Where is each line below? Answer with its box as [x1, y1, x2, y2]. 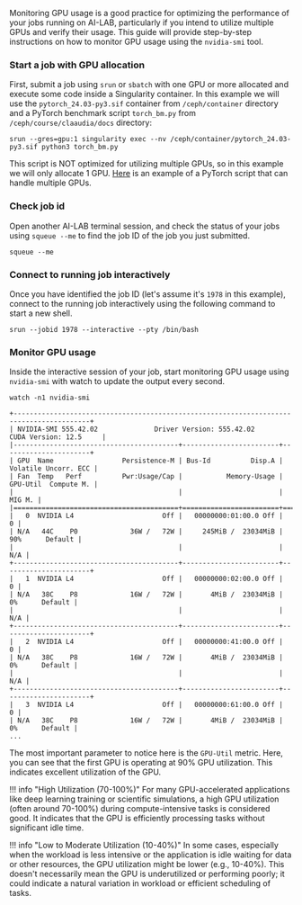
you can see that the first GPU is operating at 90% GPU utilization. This [9, 757, 273, 768]
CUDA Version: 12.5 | [9, 433, 106, 442]
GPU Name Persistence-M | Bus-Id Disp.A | [17, 456, 283, 466]
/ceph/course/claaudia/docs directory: [9, 117, 153, 129]
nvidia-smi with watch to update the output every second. [9, 376, 226, 387]
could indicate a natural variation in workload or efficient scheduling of [9, 878, 271, 889]
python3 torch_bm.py [41, 143, 119, 152]
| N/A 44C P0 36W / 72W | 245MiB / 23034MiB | [9, 527, 283, 536]
